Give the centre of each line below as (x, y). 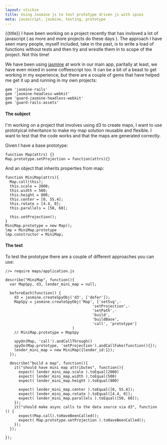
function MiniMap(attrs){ (32, 177)
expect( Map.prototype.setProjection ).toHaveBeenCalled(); (82, 420)
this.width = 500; (29, 190)
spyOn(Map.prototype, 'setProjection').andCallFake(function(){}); (85, 346)
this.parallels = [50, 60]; (39, 208)
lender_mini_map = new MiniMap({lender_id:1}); (64, 350)
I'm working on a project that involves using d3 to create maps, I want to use (83, 125)
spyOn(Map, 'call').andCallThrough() (53, 341)
